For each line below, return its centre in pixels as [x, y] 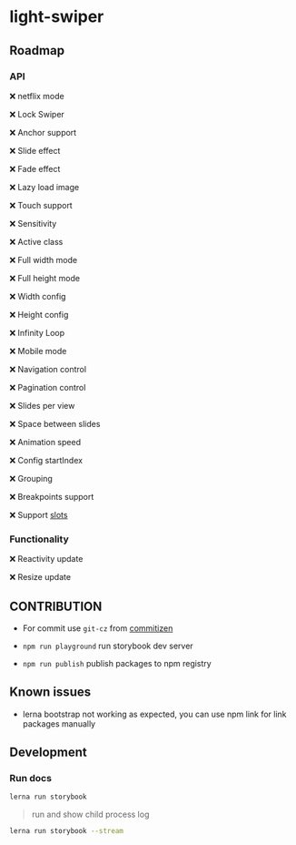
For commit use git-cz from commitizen [98, 628]
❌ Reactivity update [46, 559]
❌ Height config [39, 314]
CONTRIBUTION [56, 606]
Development [49, 753]
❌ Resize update [40, 577]
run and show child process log [90, 814]
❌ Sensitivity [33, 223]
